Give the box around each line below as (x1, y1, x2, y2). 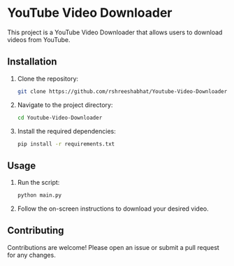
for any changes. (7, 251, 56, 259)
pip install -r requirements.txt (17, 140, 115, 148)
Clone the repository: (17, 74, 79, 83)
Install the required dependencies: (17, 127, 117, 135)
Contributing (7, 225, 64, 237)
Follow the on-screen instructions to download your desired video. (17, 204, 210, 213)
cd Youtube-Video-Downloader (17, 114, 103, 121)
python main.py (17, 192, 62, 199)
